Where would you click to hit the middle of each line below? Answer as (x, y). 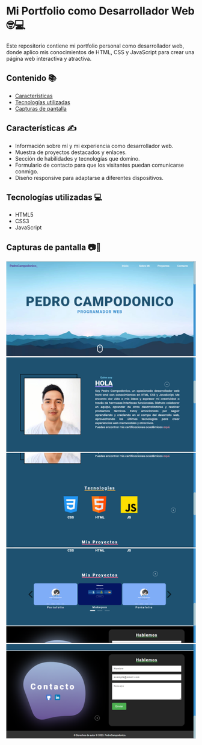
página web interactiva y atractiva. (49, 58)
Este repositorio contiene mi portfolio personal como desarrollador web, (95, 46)
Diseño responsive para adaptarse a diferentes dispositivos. (89, 178)
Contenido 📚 (32, 79)
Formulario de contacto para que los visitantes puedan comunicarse (99, 165)
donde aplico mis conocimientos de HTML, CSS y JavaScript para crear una (100, 52)
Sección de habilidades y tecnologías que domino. (77, 158)
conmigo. (27, 171)
